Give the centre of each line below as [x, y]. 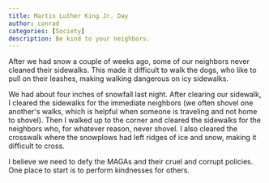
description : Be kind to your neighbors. [79, 38]
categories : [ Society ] [47, 31]
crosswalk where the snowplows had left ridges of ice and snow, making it [132, 138]
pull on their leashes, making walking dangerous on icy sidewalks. [119, 79]
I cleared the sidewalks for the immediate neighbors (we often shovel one [131, 103]
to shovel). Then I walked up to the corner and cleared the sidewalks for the [135, 120]
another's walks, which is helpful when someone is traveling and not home [133, 112]
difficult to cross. [36, 146]
